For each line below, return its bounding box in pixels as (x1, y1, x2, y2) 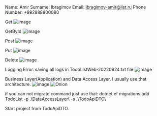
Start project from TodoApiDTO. (5, 106, 69, 111)
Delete (5, 57, 19, 63)
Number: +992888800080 (5, 9, 59, 15)
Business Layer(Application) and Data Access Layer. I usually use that (5, 76, 147, 82)
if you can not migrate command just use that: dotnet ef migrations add (5, 91, 150, 96)
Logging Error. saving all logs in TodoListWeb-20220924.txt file (5, 66, 134, 72)
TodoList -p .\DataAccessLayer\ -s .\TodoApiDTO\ (5, 96, 106, 102)
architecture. (5, 81, 31, 87)
